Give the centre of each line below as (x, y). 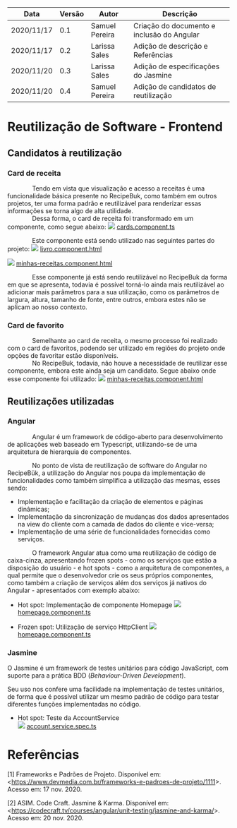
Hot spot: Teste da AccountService (68, 718)
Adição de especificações (177, 66)
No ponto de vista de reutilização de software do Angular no (120, 465)
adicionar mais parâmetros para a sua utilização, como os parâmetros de (114, 292)
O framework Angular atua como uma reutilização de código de (124, 553)
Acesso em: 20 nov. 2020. (45, 818)
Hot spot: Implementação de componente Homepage (95, 605)
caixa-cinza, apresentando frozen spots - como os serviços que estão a (112, 560)
